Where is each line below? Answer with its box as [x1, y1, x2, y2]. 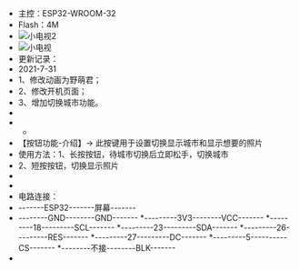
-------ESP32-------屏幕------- [17, 203, 136, 213]
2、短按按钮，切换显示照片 [17, 160, 120, 171]
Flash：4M [17, 19, 59, 30]
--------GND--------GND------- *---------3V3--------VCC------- [17, 213, 264, 223]
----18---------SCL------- [17, 222, 115, 233]
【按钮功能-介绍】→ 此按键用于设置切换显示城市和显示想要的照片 [17, 137, 264, 148]
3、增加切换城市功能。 [17, 97, 104, 107]
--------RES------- [17, 232, 89, 243]
